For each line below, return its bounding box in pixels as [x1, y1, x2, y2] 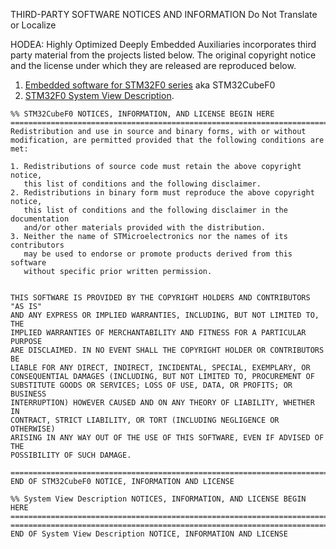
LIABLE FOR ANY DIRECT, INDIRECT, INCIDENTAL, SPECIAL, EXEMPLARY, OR [10, 363, 311, 373]
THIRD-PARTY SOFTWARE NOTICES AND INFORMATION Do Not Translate [10, 9, 318, 20]
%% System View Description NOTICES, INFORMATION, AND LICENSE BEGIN [10, 494, 307, 504]
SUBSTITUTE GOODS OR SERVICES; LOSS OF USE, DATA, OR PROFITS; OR [10, 380, 293, 390]
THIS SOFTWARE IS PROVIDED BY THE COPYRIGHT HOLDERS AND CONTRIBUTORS [10, 293, 311, 303]
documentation [10, 214, 70, 224]
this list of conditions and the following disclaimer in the [23, 205, 288, 215]
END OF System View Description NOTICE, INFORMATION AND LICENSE [10, 529, 288, 539]
